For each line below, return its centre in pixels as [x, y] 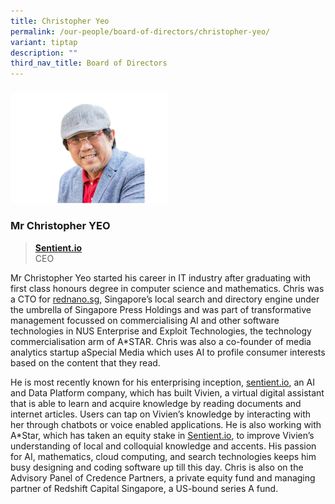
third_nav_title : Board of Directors [89, 63]
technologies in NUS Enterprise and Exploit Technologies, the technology [161, 331]
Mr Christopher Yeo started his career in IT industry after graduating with [160, 277]
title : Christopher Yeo [60, 21]
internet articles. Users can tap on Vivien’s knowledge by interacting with [161, 414]
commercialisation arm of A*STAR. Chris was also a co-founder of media [161, 341]
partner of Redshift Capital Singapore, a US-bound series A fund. [144, 488]
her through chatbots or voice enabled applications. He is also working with [166, 424]
